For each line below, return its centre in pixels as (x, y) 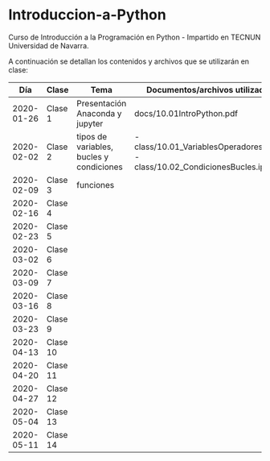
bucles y (92, 156)
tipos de (92, 136)
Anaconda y (99, 113)
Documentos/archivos (190, 89)
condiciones (99, 167)
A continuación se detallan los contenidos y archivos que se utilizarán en (129, 61)
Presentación (101, 103)
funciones (95, 185)
